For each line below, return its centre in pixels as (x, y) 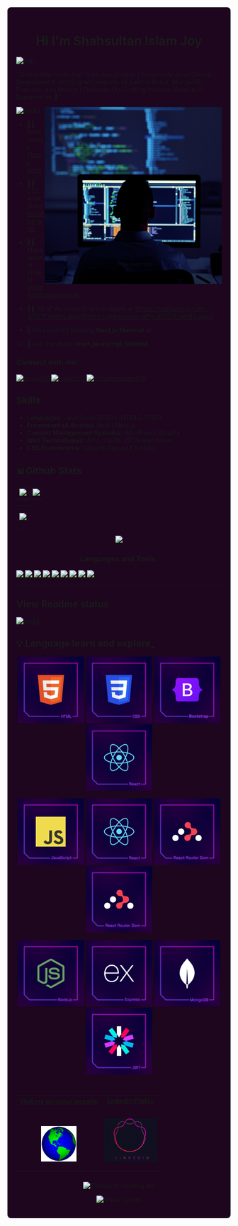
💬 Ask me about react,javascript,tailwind (87, 344)
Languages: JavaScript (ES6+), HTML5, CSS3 (94, 417)
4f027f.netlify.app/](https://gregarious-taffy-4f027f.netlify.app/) (120, 316)
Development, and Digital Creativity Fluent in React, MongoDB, (110, 81)
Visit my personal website (59, 1101)
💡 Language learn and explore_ (86, 643)
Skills (29, 401)
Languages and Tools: (119, 558)
